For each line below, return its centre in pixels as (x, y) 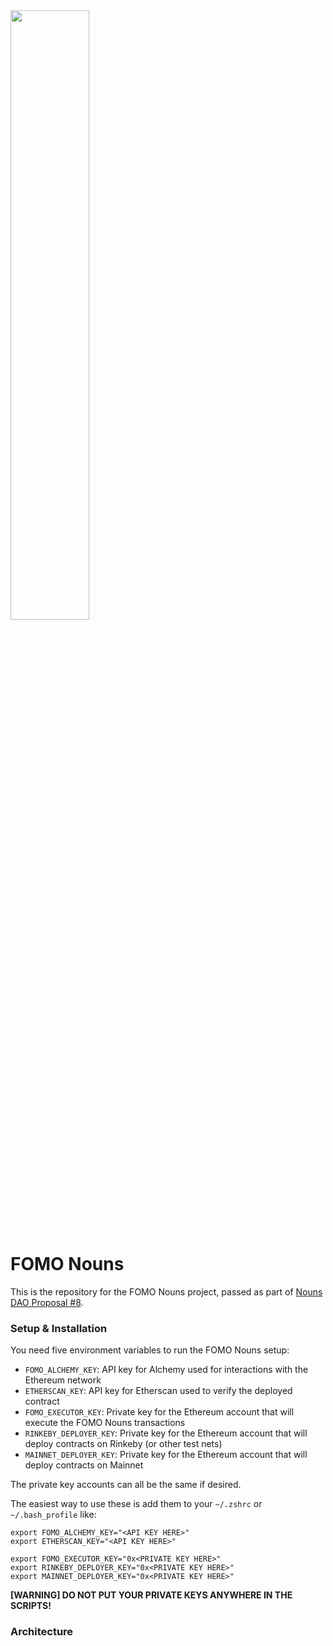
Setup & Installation (59, 1328)
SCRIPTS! (31, 1606)
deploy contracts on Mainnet (84, 1465)
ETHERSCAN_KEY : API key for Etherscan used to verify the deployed (158, 1391)
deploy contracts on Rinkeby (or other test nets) (123, 1444)
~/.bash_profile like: (53, 1515)
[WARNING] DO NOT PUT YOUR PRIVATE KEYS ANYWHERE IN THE (151, 1595)
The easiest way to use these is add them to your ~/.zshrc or (136, 1504)
